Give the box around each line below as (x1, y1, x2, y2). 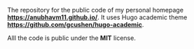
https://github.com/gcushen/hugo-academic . (7, 21, 144, 28)
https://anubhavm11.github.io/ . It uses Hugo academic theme (7, 13, 188, 21)
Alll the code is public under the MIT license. (7, 34, 137, 42)
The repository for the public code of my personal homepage (7, 6, 184, 14)
